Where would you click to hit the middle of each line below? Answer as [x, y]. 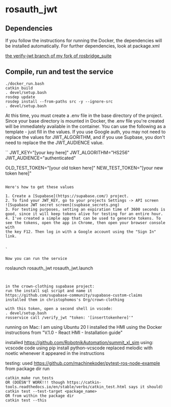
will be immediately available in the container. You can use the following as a [86, 126]
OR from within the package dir [40, 396]
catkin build [19, 88]
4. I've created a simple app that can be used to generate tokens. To [83, 218]
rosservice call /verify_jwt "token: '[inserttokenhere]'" [69, 318]
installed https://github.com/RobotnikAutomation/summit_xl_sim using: [79, 342]
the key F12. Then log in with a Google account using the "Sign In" [81, 232]
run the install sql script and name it [49, 291]
